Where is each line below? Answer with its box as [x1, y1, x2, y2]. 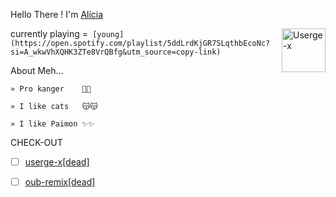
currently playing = [10, 28, 89, 39]
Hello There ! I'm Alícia [10, 9, 104, 20]
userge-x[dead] [24, 156, 90, 168]
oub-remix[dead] [24, 176, 96, 188]
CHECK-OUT [10, 137, 63, 148]
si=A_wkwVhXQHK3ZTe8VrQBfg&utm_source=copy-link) [10, 47, 222, 57]
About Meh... [10, 65, 64, 76]
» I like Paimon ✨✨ [10, 119, 95, 129]
